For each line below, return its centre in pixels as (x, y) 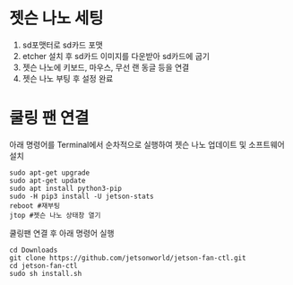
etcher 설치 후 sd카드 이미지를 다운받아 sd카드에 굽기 (116, 56)
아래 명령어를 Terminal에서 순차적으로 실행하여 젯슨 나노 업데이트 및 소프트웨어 (147, 144)
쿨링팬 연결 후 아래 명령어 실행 (62, 233)
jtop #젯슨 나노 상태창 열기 (55, 215)
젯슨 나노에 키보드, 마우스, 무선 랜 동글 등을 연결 (106, 67)
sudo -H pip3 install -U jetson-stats (82, 196)
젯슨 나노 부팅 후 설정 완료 (68, 78)
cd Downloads (34, 250)
